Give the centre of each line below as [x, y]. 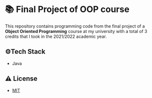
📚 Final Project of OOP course [67, 9]
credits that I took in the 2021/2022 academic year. [56, 36]
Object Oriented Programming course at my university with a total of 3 [76, 31]
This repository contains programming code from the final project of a [75, 26]
